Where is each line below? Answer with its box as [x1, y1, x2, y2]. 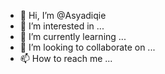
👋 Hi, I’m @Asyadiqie [19, 10, 107, 21]
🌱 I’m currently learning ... [19, 31, 127, 42]
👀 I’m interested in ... [19, 20, 105, 32]
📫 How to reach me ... [19, 53, 113, 64]
